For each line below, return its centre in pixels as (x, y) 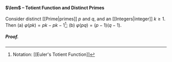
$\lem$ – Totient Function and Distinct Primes (55, 8)
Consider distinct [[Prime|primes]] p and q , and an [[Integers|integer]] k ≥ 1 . (85, 19)
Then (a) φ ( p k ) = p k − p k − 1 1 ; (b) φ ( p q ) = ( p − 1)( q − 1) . (63, 25)
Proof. (12, 37)
